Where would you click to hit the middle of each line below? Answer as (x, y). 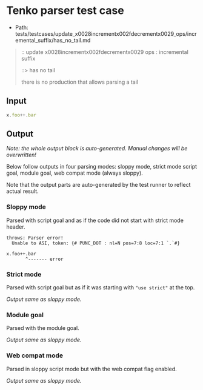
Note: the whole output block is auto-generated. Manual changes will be (97, 149)
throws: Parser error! (35, 238)
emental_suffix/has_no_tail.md (53, 40)
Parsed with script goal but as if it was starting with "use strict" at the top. (101, 287)
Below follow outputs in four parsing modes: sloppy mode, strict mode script (102, 167)
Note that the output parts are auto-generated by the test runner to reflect (98, 185)
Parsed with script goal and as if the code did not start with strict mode (95, 220)
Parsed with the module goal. (43, 328)
